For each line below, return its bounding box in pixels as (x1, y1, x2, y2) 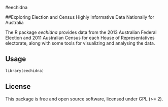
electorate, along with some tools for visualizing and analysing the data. (5, 40, 155, 46)
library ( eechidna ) (5, 68, 44, 73)
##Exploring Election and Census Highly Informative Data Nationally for (5, 14, 155, 20)
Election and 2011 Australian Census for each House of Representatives (5, 35, 155, 41)
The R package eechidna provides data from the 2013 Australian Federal (5, 29, 157, 35)
